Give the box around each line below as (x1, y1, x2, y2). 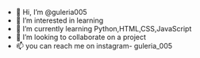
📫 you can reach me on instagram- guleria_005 (15, 42, 173, 50)
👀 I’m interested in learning (15, 16, 104, 25)
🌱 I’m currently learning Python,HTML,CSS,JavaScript (15, 24, 192, 33)
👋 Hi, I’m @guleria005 (15, 8, 87, 16)
